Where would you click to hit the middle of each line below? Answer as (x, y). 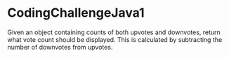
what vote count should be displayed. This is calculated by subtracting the (115, 39)
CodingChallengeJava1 (76, 13)
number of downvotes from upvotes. (60, 47)
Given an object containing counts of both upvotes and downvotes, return (114, 32)
